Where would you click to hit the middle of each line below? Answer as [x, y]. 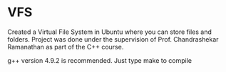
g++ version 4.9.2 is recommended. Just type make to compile [100, 60]
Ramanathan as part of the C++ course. [66, 47]
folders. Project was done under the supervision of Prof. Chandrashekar [113, 39]
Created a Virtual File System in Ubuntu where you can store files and [110, 32]
